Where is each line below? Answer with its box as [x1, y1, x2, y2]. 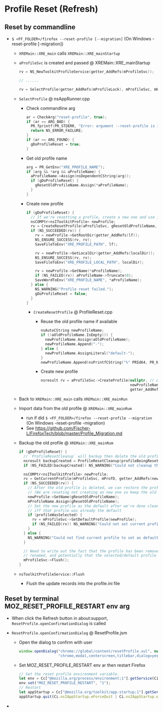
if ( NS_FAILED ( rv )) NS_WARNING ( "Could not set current [32, 522, 145, 527]
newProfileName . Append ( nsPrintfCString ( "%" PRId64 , [40, 360, 148, 365]
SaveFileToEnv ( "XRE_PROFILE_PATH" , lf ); [35, 242, 118, 247]
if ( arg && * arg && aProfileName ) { [26, 169, 101, 174]
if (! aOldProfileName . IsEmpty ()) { [40, 333, 113, 338]
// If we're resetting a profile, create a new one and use [30, 215, 155, 220]
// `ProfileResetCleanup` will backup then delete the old [23, 454, 145, 459]
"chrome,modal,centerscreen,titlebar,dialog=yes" [58, 653, 161, 658]
